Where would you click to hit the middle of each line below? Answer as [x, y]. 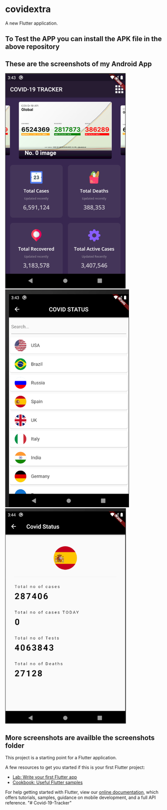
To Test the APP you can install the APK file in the [83, 39]
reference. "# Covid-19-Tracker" [38, 802]
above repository [32, 47]
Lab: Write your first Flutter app [45, 777]
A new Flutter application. [31, 23]
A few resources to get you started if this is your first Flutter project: [75, 767]
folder [15, 745]
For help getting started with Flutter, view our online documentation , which [82, 792]
